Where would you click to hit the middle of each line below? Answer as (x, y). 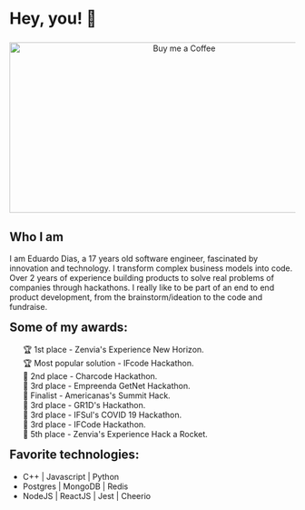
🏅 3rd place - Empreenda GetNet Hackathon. (106, 386)
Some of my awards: (69, 327)
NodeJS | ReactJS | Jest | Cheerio (87, 495)
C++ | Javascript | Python (71, 476)
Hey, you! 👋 (53, 19)
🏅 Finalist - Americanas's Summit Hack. (96, 395)
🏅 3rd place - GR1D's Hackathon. (84, 405)
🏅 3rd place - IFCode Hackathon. (84, 425)
